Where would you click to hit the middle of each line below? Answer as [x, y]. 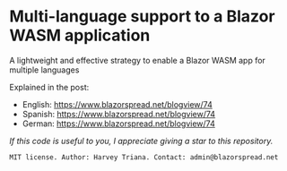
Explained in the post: [49, 87]
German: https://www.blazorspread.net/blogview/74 [118, 124]
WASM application [80, 35]
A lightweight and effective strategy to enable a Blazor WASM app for [138, 60]
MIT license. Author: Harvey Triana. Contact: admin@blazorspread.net [144, 157]
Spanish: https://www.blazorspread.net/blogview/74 [119, 114]
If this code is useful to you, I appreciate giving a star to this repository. [141, 141]
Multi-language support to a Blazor [142, 17]
